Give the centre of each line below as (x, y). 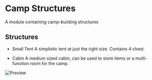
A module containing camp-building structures (52, 22)
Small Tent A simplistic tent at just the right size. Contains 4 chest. (78, 48)
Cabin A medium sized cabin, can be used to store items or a (73, 58)
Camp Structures (40, 8)
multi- (142, 58)
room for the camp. (49, 63)
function (20, 63)
